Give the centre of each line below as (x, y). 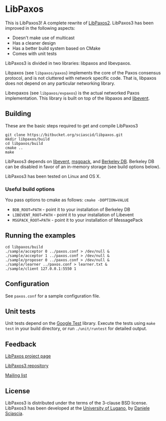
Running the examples (40, 236)
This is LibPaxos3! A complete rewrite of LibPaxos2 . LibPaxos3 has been (79, 23)
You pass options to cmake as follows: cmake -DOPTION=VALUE (67, 200)
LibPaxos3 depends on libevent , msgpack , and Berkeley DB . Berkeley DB (80, 161)
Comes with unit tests (34, 54)
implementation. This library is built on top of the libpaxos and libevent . (78, 98)
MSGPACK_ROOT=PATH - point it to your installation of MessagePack (78, 220)
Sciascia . (14, 414)
